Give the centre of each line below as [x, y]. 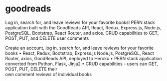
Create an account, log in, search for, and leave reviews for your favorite [80, 48]
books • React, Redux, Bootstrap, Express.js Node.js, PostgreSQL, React [80, 53]
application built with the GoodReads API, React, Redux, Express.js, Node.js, [83, 27]
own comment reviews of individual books [49, 74]
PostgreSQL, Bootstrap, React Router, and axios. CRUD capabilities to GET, [82, 33]
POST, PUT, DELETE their [31, 69]
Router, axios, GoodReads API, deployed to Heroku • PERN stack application [83, 58]
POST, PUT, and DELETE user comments [47, 38]
